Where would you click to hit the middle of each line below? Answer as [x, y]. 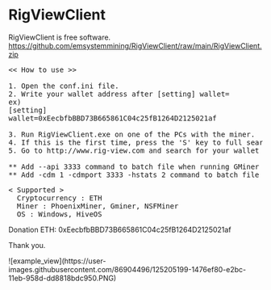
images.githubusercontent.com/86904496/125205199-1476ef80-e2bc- [127, 269]
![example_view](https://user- [57, 261]
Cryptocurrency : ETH [59, 198]
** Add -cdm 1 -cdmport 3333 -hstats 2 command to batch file [134, 174]
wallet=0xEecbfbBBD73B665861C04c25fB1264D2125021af [113, 118]
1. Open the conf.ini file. [64, 86]
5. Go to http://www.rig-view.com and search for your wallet [134, 150]
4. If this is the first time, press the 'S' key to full [125, 142]
